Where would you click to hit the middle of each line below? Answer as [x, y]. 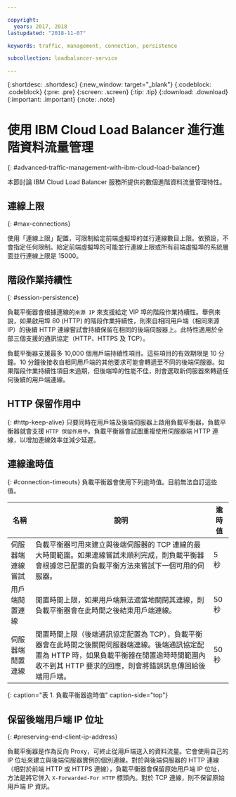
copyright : [23, 20]
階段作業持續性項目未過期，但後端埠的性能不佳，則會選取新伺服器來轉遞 [118, 370]
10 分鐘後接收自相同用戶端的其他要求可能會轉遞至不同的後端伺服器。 [119, 362]
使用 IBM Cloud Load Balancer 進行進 [116, 130]
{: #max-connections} [39, 223]
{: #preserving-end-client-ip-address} [63, 737]
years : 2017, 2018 [41, 26]
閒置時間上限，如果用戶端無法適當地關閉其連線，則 [119, 600]
